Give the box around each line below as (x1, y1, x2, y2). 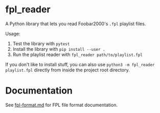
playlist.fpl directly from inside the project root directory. (5, 67, 130, 73)
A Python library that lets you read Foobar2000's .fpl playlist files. (5, 21, 146, 27)
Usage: (5, 30, 20, 36)
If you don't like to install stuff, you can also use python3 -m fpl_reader (5, 61, 155, 67)
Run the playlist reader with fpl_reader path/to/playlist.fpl (12, 51, 143, 58)
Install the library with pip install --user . (12, 46, 106, 52)
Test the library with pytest (12, 40, 70, 47)
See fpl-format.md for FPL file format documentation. (5, 102, 118, 108)
